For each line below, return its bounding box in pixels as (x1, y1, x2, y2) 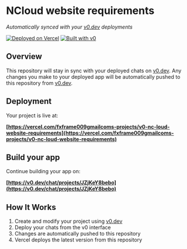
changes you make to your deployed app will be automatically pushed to (6, 73, 181, 80)
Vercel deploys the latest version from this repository (14, 236, 143, 243)
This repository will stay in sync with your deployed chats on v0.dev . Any (6, 67, 182, 74)
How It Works (6, 202, 57, 212)
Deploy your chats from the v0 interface (14, 224, 111, 231)
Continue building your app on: (6, 168, 81, 175)
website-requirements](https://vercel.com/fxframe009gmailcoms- (6, 129, 174, 136)
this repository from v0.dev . (6, 79, 73, 86)
